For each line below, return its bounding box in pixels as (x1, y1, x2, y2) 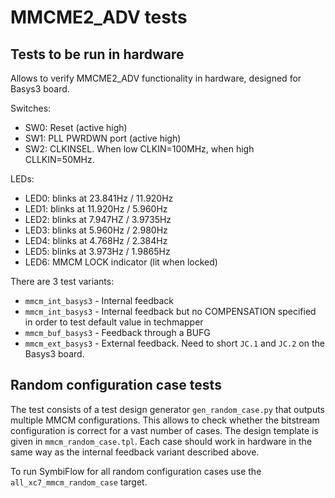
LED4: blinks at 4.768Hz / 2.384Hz (24, 235, 168, 246)
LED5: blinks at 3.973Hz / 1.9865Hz (24, 246, 171, 257)
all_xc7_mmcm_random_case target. (10, 476, 148, 488)
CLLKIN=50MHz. (24, 154, 95, 165)
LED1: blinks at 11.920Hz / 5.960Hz (24, 203, 168, 215)
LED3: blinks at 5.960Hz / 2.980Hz (24, 224, 168, 236)
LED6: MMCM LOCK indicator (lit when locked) (24, 256, 218, 268)
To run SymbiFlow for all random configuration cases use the (10, 465, 262, 477)
